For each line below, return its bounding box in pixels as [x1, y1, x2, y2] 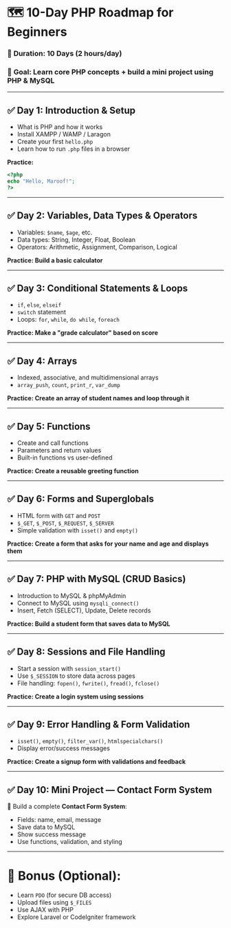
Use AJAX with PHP [16, 906, 74, 914]
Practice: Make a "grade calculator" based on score [7, 329, 158, 337]
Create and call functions [16, 439, 89, 447]
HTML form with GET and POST [16, 511, 101, 519]
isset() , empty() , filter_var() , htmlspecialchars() [16, 737, 164, 745]
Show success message [16, 830, 86, 838]
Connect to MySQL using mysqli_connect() [16, 599, 140, 607]
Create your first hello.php [16, 138, 93, 146]
